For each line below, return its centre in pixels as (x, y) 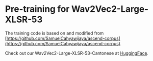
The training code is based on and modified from (54, 33)
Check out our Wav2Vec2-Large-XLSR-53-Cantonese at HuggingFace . (77, 53)
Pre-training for (37, 9)
